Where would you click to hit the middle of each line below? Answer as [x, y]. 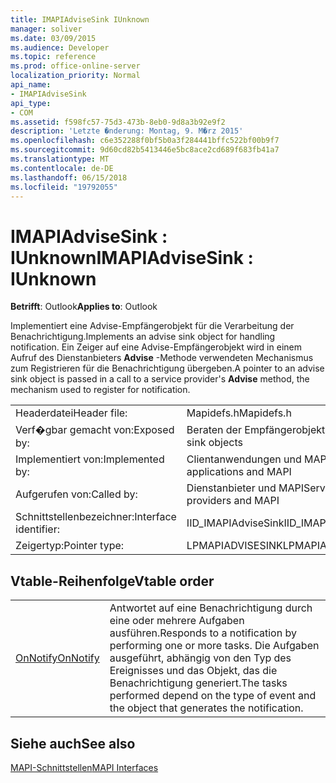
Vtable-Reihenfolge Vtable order [112, 581]
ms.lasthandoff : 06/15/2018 [69, 177]
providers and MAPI [233, 501]
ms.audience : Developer [60, 47]
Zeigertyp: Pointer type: [70, 546]
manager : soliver [46, 29]
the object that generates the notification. [206, 708]
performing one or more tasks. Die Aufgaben [214, 646]
